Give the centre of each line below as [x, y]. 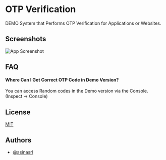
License [18, 112]
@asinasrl [23, 152]
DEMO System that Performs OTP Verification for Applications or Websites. [83, 23]
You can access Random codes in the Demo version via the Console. [77, 91]
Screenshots [26, 39]
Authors [18, 140]
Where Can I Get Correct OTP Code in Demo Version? [62, 79]
